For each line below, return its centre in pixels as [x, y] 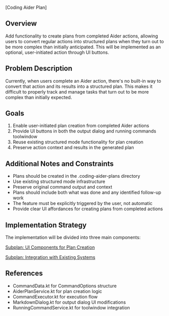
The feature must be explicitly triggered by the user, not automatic [82, 203]
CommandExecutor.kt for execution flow [55, 296]
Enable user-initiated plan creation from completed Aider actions [81, 126]
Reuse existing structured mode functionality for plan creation [78, 142]
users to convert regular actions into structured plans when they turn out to [84, 41]
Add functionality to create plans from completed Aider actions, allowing [82, 36]
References [24, 274]
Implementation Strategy [46, 225]
